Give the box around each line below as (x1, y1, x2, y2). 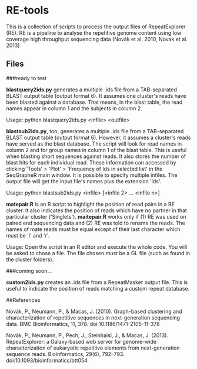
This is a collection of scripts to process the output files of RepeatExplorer (6, 23, 186, 30)
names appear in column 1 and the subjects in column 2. (6, 104, 142, 112)
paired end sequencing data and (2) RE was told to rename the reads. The (6, 219, 185, 226)
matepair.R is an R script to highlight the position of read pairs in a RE (6, 200, 175, 207)
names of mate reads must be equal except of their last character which (6, 225, 181, 233)
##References (6, 296, 41, 304)
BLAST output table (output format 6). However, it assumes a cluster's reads (6, 134, 191, 141)
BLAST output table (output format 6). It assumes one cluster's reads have (6, 92, 186, 99)
